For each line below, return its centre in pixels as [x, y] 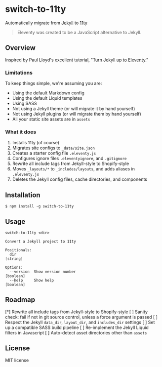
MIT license [17, 360]
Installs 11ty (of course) [36, 143]
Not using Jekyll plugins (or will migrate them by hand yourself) [77, 114]
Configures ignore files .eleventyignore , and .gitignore [69, 159]
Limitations [19, 73]
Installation [23, 195]
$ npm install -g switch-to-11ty [40, 206]
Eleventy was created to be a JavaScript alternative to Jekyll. [79, 32]
